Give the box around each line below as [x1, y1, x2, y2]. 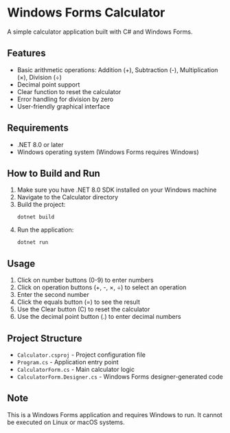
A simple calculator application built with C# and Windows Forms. [7, 27, 193, 36]
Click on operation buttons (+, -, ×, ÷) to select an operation [16, 283, 187, 291]
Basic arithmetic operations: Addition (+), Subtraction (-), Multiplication [16, 65, 218, 74]
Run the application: [16, 225, 74, 234]
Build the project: [16, 201, 66, 209]
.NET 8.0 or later [16, 140, 64, 148]
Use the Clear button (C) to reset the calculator [16, 305, 150, 313]
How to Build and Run [7, 167, 101, 179]
